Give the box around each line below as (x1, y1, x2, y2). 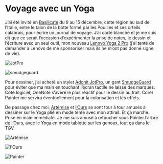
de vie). (5, 50, 21, 56)
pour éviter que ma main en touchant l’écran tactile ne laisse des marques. (5, 84, 155, 90)
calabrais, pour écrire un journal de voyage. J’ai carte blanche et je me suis (5, 29, 157, 35)
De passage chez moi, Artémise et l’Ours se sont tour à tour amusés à (5, 104, 146, 110)
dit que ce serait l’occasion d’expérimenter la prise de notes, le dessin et (5, 35, 151, 41)
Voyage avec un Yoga (5, 3, 94, 14)
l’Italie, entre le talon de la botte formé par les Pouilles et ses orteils (5, 24, 140, 30)
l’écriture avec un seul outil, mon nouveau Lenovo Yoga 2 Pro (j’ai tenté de (5, 40, 155, 46)
